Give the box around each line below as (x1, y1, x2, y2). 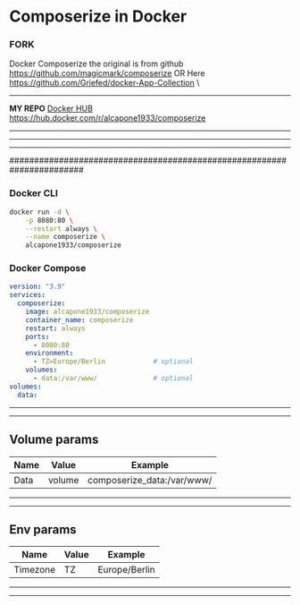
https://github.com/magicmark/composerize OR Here (9, 68, 205, 79)
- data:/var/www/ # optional (32, 374, 194, 383)
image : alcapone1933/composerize (25, 307, 150, 317)
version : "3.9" (9, 282, 66, 292)
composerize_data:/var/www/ (87, 473, 212, 486)
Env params (9, 522, 78, 537)
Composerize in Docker (9, 6, 187, 27)
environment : (25, 349, 74, 358)
